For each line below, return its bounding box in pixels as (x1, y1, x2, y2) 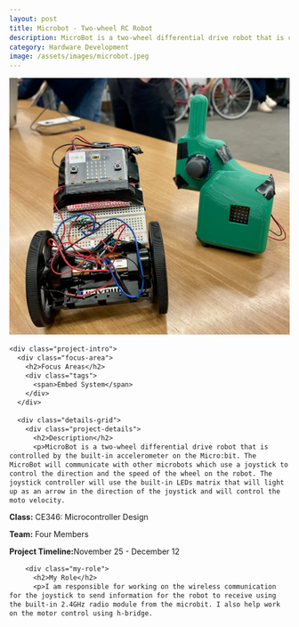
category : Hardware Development (9, 43, 129, 52)
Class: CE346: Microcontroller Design (9, 512, 149, 523)
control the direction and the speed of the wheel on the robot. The (9, 469, 273, 478)
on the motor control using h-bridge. (9, 609, 153, 618)
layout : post (9, 14, 58, 23)
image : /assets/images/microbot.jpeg (9, 52, 149, 61)
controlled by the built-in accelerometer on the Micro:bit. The (9, 452, 256, 460)
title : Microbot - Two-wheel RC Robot (9, 23, 153, 33)
